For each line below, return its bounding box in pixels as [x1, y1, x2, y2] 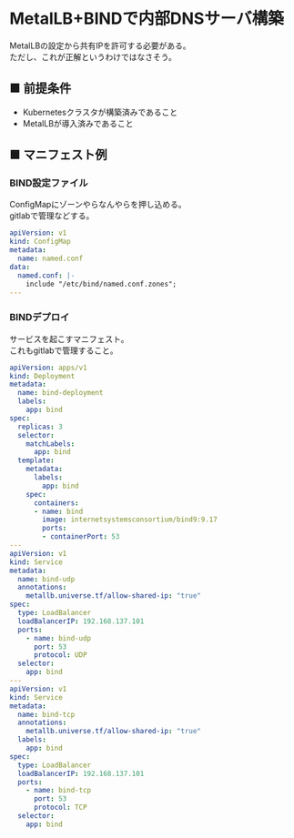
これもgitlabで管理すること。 [9, 345, 118, 356]
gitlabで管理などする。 [9, 210, 95, 221]
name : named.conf [17, 254, 84, 264]
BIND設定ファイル [9, 177, 88, 189]
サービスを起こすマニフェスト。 [9, 333, 129, 344]
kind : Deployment [9, 371, 76, 380]
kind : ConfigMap [9, 237, 71, 247]
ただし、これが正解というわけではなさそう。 [9, 51, 177, 62]
